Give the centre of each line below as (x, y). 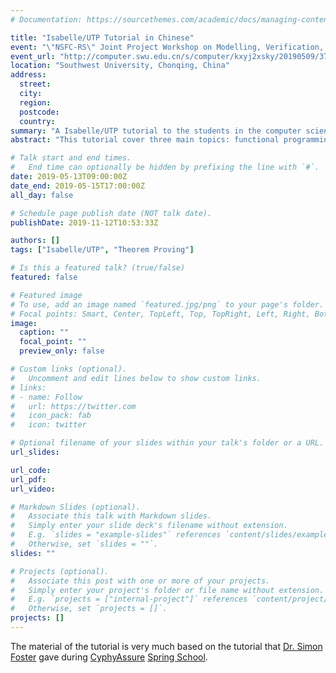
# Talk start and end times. (71, 158)
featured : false (44, 277)
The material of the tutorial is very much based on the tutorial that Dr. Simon (166, 646)
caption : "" (44, 332)
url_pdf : (28, 479)
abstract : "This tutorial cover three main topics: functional (145, 140)
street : (35, 84)
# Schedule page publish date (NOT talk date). (111, 213)
